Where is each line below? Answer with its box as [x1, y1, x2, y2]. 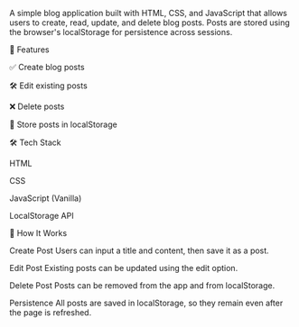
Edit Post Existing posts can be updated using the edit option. [9, 263, 238, 273]
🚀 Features [9, 44, 50, 55]
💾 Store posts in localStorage [9, 119, 117, 130]
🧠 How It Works [9, 228, 68, 238]
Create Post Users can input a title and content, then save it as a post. [9, 245, 269, 256]
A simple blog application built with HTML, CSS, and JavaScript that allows [9, 8, 287, 18]
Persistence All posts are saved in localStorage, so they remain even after [9, 297, 284, 308]
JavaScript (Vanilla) [9, 193, 82, 204]
